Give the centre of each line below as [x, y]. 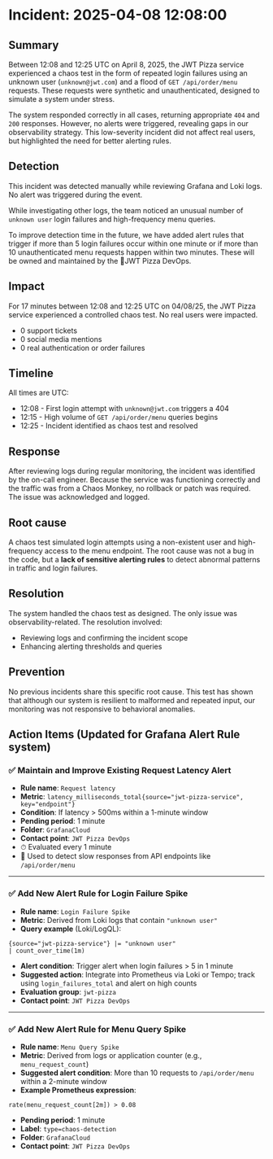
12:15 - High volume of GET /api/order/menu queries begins [119, 418]
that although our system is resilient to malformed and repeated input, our [132, 700]
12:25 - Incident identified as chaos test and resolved [109, 426]
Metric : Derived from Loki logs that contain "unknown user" [119, 920]
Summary [34, 45]
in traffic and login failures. [53, 568]
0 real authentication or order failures [82, 348]
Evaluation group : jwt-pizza [68, 991]
